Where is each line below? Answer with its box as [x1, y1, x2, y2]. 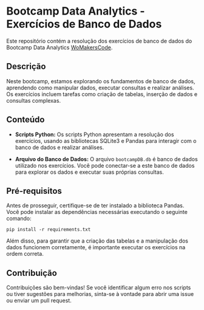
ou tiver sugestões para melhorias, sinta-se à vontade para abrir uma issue [6, 291, 194, 298]
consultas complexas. [6, 97, 61, 104]
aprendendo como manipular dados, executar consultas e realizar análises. [6, 84, 194, 91]
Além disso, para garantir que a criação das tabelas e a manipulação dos [6, 237, 188, 244]
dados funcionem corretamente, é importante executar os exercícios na [6, 244, 186, 251]
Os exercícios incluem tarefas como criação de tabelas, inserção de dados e [6, 90, 198, 98]
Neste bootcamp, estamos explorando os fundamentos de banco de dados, [6, 77, 195, 84]
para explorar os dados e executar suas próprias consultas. [15, 168, 164, 176]
